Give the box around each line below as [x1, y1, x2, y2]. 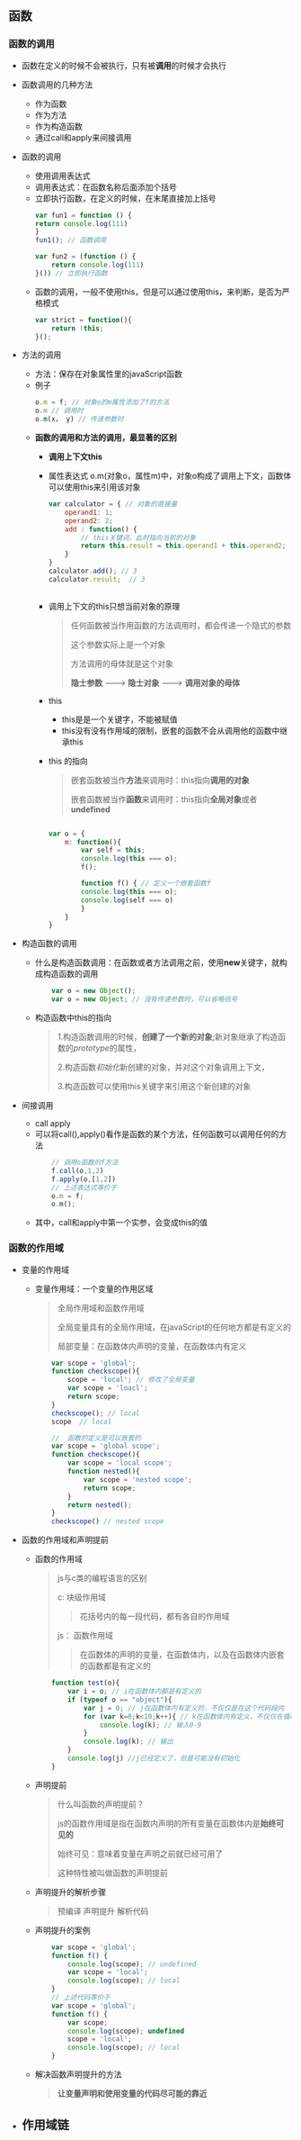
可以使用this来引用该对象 [48, 482, 141, 492]
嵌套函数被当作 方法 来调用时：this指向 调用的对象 [70, 774, 250, 785]
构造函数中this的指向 [34, 1012, 112, 1024]
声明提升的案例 [34, 1925, 91, 1936]
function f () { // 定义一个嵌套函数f [80, 879, 211, 889]
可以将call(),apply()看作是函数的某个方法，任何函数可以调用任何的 [34, 1129, 279, 1140]
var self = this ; [80, 845, 146, 855]
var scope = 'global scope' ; [51, 1441, 161, 1451]
